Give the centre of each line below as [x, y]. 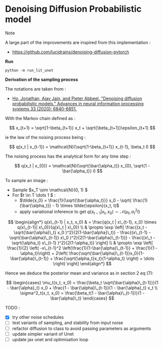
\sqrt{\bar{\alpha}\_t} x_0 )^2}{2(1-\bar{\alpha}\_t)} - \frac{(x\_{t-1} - [82, 232]
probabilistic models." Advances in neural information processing [78, 103]
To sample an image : [27, 180]
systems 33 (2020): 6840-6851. [44, 109]
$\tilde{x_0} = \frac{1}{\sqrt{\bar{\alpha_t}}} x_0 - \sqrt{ [75, 200]
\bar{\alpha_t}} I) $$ [82, 171]
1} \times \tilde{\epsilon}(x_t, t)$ [87, 205]
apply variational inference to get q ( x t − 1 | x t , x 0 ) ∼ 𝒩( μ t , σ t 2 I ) [80, 212]
